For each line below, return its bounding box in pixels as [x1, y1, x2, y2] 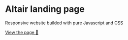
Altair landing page [5, 3, 85, 15]
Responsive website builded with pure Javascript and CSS [5, 20, 124, 26]
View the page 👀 [5, 29, 38, 35]
